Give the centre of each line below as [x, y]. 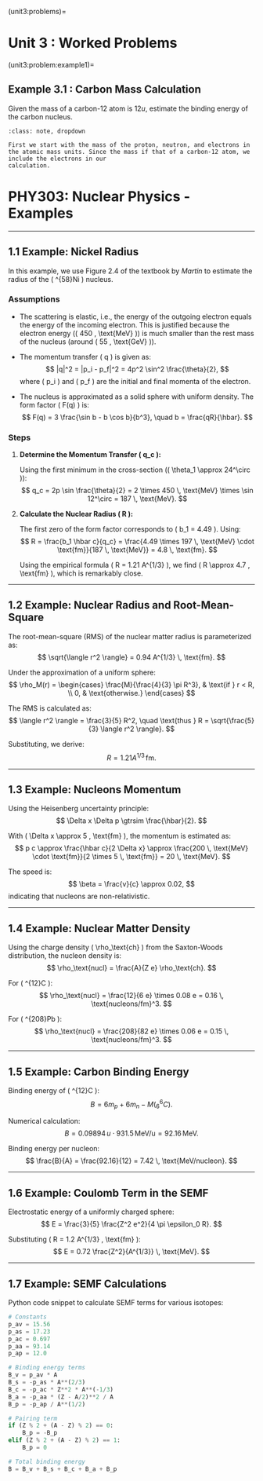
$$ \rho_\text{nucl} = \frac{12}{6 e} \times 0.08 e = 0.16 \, [131, 996]
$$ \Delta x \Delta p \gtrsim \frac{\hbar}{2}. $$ [131, 821]
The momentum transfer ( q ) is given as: [85, 357]
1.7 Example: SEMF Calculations [87, 1284]
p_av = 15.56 [29, 1324]
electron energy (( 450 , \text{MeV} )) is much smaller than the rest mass [137, 333]
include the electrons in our [58, 159]
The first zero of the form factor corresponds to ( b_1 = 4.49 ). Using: [130, 529]
